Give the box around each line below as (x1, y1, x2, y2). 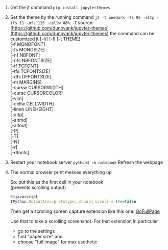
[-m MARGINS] (10, 79, 42, 85)
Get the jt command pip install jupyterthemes (10, 5, 111, 10)
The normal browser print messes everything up (10, 169, 112, 175)
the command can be (109, 31, 155, 36)
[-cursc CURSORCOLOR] (10, 90, 63, 96)
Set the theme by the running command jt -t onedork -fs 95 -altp (10, 14, 155, 20)
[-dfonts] (10, 150, 30, 155)
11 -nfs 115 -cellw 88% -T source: (19, 20, 94, 25)
